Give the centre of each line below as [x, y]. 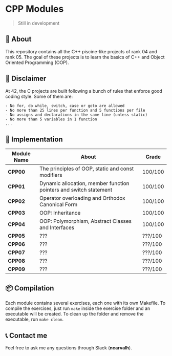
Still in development [39, 23]
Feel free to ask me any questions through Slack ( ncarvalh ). [69, 348]
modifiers [51, 175]
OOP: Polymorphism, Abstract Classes [85, 221]
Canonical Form [58, 204]
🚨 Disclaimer [26, 79]
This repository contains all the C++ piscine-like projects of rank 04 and [81, 51]
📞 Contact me [26, 335]
